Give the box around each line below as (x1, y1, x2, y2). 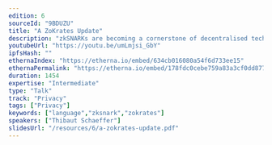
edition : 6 (8, 11, 45, 20)
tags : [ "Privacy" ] (8, 101, 70, 110)
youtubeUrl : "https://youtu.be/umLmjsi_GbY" (8, 42, 161, 50)
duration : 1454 (8, 72, 60, 80)
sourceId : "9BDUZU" (8, 19, 74, 27)
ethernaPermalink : (8, 64, 70, 72)
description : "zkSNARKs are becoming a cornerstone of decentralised (8, 34, 249, 43)
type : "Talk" (8, 86, 53, 95)
